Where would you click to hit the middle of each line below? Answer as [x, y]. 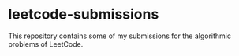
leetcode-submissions [84, 14]
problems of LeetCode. [46, 44]
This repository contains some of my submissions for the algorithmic [119, 36]
